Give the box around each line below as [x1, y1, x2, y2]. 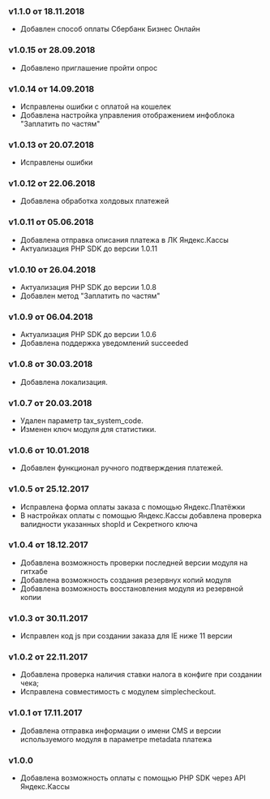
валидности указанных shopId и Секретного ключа [19, 519, 199, 529]
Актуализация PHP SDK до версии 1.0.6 [19, 330, 156, 339]
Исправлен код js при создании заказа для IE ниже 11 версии [19, 631, 233, 641]
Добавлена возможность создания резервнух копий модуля [19, 575, 232, 585]
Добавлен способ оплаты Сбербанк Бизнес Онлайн [19, 24, 201, 34]
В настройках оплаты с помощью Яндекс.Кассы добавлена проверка [19, 510, 262, 520]
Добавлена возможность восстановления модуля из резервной [19, 583, 244, 594]
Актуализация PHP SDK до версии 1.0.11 [19, 244, 158, 253]
